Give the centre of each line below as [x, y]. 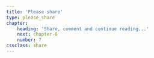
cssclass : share [26, 46]
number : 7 [29, 40]
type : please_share [31, 18]
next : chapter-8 [38, 34]
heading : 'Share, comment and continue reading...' [83, 29]
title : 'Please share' [35, 12]
